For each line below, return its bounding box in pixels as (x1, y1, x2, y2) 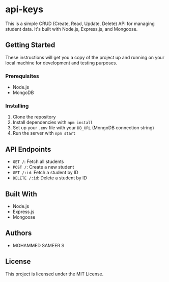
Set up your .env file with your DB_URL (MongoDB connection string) (12, 125, 154, 131)
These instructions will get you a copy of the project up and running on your (5, 54, 164, 60)
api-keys (5, 4, 43, 15)
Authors (5, 229, 32, 238)
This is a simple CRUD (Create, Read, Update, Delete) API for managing (5, 20, 155, 27)
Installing (5, 102, 29, 109)
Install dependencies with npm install (12, 119, 93, 126)
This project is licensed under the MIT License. (5, 271, 104, 277)
